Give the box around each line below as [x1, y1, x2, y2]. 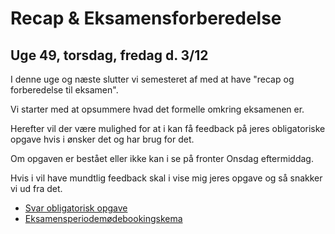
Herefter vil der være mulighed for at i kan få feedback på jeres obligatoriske [10, 123, 326, 134]
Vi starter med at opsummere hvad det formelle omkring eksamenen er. [10, 103, 305, 115]
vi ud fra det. [10, 183, 63, 194]
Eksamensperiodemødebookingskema [24, 213, 183, 224]
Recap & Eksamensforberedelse [10, 7, 282, 30]
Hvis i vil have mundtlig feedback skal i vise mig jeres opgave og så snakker [10, 172, 323, 184]
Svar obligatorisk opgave [24, 202, 128, 214]
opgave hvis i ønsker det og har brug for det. [10, 133, 195, 145]
